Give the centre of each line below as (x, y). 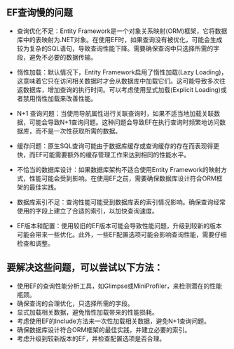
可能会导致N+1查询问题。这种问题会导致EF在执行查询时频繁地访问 (124, 122)
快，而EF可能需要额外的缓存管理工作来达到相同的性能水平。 (103, 154)
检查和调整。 (35, 243)
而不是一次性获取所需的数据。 (78, 131)
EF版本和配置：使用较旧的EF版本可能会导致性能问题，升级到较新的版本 (119, 225)
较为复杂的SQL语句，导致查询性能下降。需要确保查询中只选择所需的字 (118, 48)
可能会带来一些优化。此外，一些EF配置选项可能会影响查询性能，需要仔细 (122, 235)
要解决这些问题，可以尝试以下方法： (85, 268)
